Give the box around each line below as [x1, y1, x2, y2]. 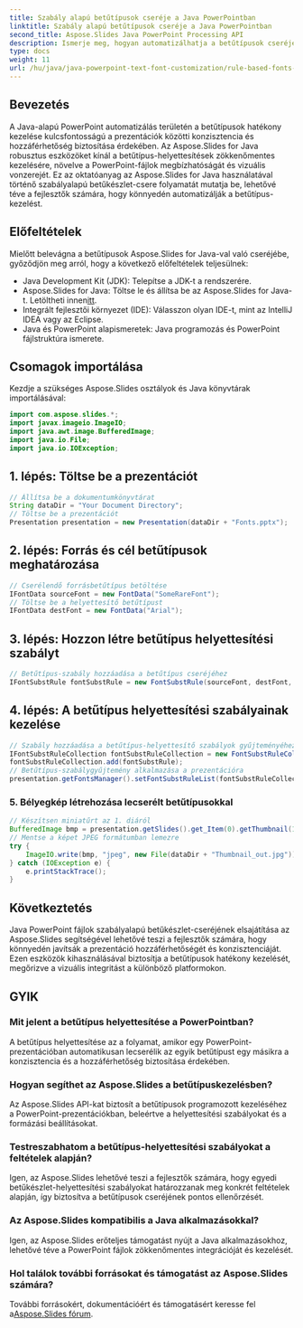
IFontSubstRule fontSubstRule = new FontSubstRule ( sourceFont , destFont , [9, 678, 293, 687]
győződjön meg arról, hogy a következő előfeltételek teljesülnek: [9, 258, 249, 268]
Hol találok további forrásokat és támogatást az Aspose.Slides [9, 1267, 289, 1279]
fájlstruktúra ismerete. [22, 333, 105, 344]
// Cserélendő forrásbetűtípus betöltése [9, 580, 168, 590]
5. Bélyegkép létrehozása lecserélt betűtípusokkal [9, 796, 234, 808]
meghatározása [9, 557, 99, 572]
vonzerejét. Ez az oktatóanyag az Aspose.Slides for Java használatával [9, 169, 273, 180]
